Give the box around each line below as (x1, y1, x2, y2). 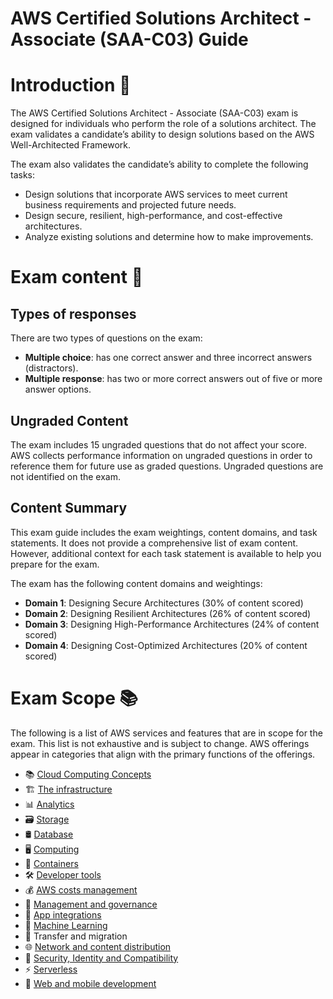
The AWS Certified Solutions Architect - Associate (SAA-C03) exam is (10, 107, 299, 119)
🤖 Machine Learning (24, 919, 108, 931)
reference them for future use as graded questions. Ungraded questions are (10, 460, 324, 472)
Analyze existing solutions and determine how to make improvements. (24, 231, 314, 243)
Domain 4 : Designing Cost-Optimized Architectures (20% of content (24, 639, 308, 651)
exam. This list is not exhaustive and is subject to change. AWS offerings (10, 737, 310, 749)
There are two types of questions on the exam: (10, 332, 203, 344)
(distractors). (24, 362, 79, 374)
